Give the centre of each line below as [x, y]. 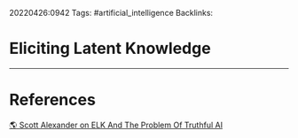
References [52, 100]
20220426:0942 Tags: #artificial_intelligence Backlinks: [111, 13]
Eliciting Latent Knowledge [110, 49]
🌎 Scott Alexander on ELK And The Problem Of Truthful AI [116, 125]
